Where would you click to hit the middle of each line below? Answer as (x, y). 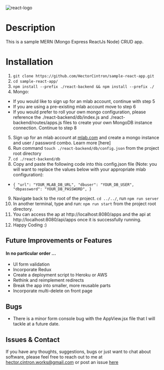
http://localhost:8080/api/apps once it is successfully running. (77, 219)
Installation (29, 62)
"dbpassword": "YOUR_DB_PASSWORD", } (52, 189)
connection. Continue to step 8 (45, 128)
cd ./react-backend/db (36, 159)
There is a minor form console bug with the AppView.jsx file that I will (84, 319)
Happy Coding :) (30, 225)
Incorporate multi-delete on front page (53, 291)
